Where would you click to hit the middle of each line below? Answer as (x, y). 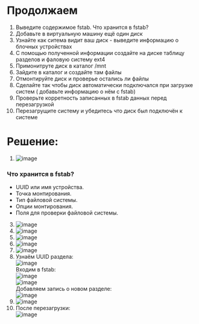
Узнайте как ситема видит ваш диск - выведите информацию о (97, 40)
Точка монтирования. (43, 193)
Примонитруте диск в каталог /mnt (61, 66)
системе (27, 117)
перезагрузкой (35, 104)
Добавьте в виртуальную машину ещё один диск (79, 33)
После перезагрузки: (43, 308)
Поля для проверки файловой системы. (67, 213)
